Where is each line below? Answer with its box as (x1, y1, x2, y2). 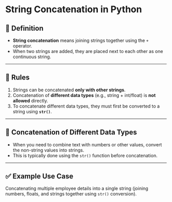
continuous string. (12, 54, 51, 60)
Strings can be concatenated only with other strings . (12, 87, 126, 93)
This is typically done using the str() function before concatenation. (12, 152, 158, 159)
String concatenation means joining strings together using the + (12, 37, 149, 43)
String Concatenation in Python (5, 4, 142, 15)
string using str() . (12, 108, 52, 114)
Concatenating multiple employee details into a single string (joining (5, 185, 148, 192)
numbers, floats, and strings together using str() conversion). (5, 191, 137, 197)
